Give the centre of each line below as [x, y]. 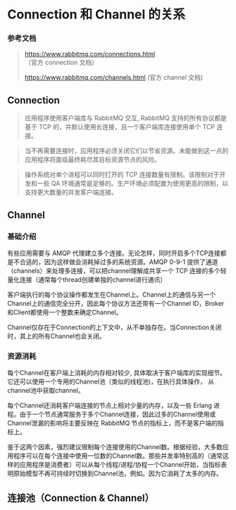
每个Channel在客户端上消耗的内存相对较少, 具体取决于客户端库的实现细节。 [117, 373]
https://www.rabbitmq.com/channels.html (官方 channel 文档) [113, 78]
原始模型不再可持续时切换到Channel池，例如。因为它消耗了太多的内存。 [118, 473]
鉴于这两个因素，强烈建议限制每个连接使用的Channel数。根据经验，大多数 [115, 447]
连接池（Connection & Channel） [81, 498]
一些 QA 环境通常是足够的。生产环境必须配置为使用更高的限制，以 [133, 184]
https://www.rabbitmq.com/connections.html [90, 54]
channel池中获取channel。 [46, 391]
